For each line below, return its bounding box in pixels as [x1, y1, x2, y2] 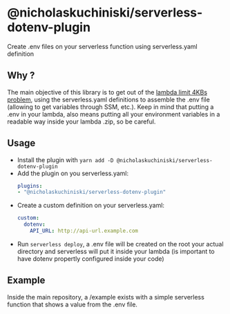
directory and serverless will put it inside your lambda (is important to [17, 247, 215, 255]
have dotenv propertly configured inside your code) [17, 254, 164, 263]
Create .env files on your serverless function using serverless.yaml [7, 42, 198, 50]
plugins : [17, 182, 43, 189]
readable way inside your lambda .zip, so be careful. [7, 117, 156, 126]
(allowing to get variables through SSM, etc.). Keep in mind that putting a [7, 102, 214, 111]
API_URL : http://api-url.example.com [30, 228, 139, 235]
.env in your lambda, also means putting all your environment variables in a [7, 110, 220, 118]
